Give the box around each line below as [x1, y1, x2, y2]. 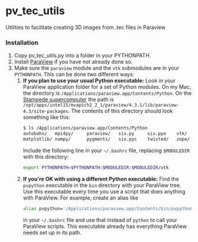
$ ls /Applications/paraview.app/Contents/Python [22, 125, 148, 131]
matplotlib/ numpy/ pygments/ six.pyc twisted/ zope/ [22, 136, 190, 142]
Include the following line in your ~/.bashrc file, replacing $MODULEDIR [22, 147, 190, 154]
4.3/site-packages [22, 108, 69, 115]
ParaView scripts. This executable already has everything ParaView [22, 222, 187, 230]
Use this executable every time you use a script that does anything [22, 188, 186, 195]
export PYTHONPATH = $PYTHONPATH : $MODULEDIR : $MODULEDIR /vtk [22, 164, 169, 170]
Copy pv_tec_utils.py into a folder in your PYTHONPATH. [14, 52, 151, 59]
